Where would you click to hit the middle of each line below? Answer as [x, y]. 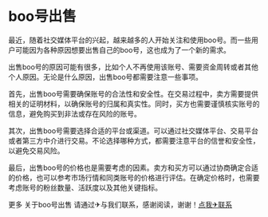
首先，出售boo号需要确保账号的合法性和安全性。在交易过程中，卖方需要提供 [134, 93]
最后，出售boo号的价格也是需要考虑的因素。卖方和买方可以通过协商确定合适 [134, 168]
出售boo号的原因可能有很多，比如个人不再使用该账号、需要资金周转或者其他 [134, 67]
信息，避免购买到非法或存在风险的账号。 [75, 113]
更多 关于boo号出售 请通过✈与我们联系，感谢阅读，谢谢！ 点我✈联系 [120, 204]
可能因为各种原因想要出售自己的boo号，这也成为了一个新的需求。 [123, 49]
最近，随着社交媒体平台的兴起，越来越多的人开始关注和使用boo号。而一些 [130, 40]
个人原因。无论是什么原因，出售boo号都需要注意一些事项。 [106, 77]
